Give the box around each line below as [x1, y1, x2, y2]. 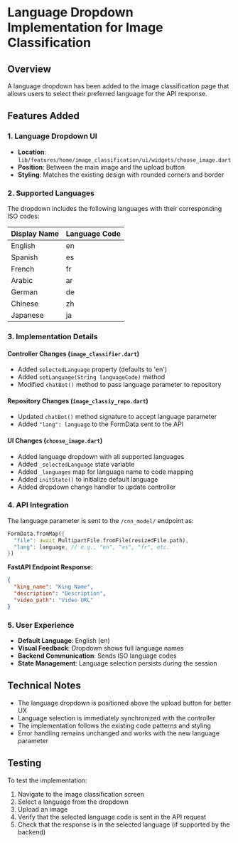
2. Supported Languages [7, 188, 94, 198]
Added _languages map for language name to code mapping [17, 467, 194, 476]
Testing [7, 757, 42, 770]
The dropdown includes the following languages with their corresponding [7, 204, 222, 212]
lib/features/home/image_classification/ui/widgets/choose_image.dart [17, 156, 232, 164]
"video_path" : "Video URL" [13, 596, 94, 604]
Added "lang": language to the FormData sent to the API [17, 420, 184, 428]
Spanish [11, 252, 38, 262]
